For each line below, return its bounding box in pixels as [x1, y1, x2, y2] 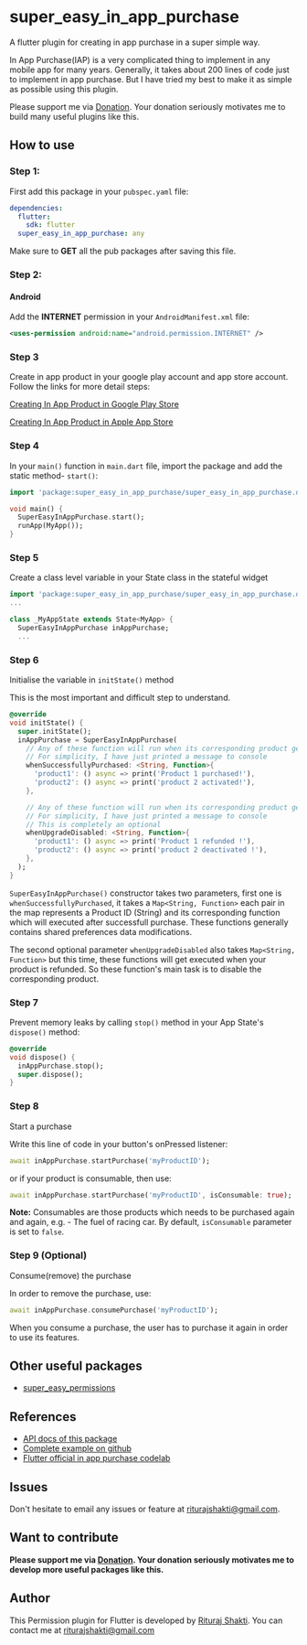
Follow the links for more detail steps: [9, 382, 151, 392]
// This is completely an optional [26, 820, 162, 829]
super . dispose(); [17, 1070, 84, 1079]
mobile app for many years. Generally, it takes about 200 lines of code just [9, 64, 290, 75]
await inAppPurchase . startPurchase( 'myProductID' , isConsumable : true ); [9, 1190, 292, 1199]
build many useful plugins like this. [9, 111, 140, 122]
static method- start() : [9, 469, 99, 481]
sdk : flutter [26, 220, 76, 230]
